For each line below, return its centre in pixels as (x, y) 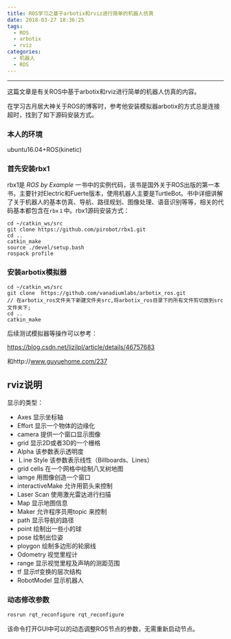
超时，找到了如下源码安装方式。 (52, 115)
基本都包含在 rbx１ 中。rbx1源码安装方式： (71, 211)
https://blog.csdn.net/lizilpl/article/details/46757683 (81, 347)
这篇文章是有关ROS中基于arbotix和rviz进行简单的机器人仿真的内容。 (104, 91)
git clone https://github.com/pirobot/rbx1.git (77, 230)
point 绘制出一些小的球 (49, 529)
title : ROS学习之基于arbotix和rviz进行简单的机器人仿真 (80, 13)
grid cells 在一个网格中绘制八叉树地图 (70, 469)
